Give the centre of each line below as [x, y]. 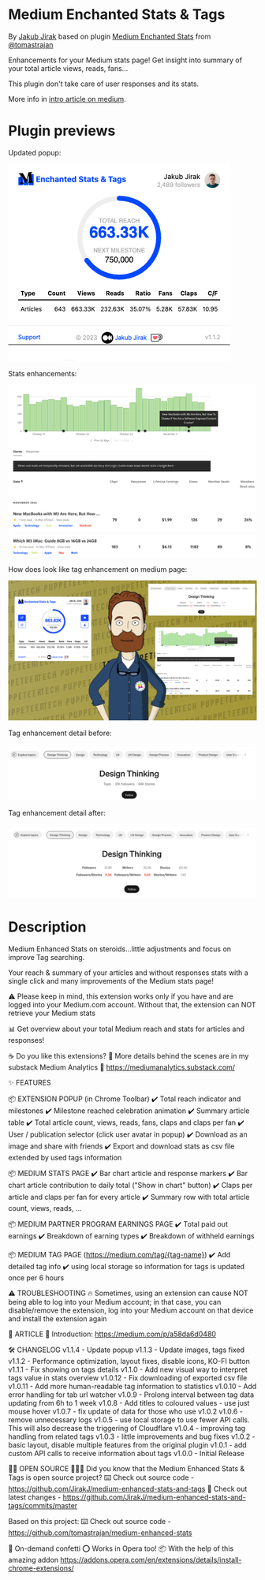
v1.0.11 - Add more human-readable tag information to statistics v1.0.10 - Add [132, 1386]
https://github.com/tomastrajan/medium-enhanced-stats [100, 1533]
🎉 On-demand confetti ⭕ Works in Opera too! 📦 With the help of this [121, 1548]
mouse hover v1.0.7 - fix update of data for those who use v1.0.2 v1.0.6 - [125, 1411]
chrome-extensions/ [41, 1568]
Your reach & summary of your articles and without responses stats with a [128, 973]
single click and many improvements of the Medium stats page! [111, 980]
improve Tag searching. [47, 957]
